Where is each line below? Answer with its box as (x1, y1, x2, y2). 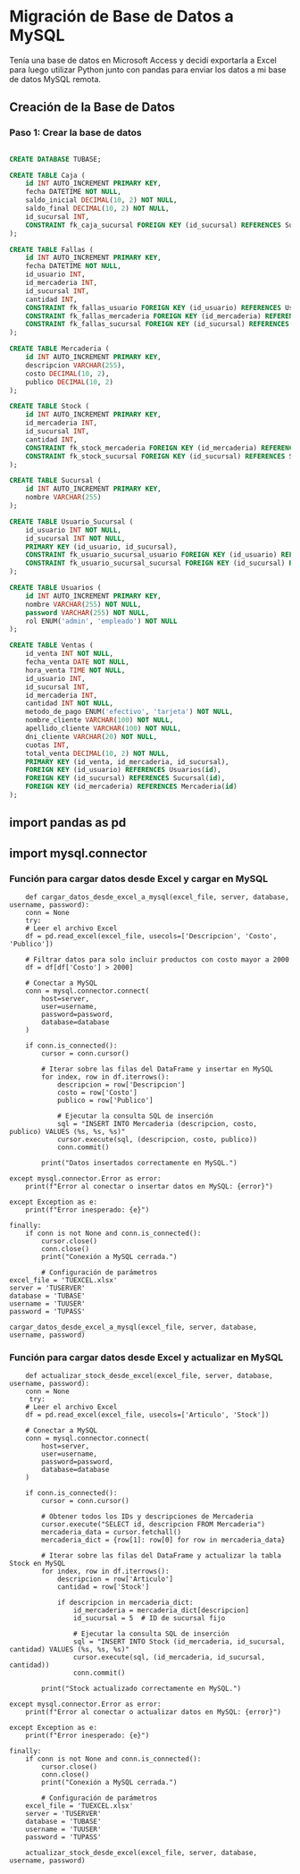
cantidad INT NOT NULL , (25, 699, 114, 708)
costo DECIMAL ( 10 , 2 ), (25, 369, 110, 378)
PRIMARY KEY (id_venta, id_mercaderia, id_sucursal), (25, 757, 229, 766)
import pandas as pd (9, 815, 127, 830)
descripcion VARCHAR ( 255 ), (25, 360, 126, 370)
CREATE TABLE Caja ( (9, 171, 87, 180)
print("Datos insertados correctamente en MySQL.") (41, 1158, 238, 1167)
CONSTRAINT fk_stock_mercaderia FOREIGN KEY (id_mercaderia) (25, 443, 257, 452)
